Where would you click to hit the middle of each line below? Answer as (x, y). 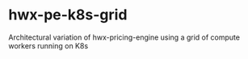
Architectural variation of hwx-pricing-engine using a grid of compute (124, 37)
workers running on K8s (48, 45)
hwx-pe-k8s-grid (68, 15)
